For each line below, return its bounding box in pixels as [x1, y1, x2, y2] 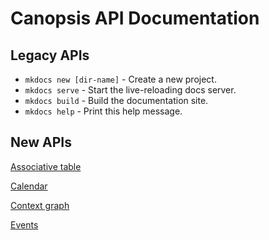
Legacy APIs [10, 47, 90, 64]
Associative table [10, 160, 82, 172]
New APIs [10, 134, 72, 151]
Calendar [10, 180, 48, 192]
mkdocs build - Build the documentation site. [24, 95, 209, 106]
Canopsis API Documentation [10, 7, 260, 30]
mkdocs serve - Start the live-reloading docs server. [24, 84, 237, 96]
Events [10, 218, 39, 231]
